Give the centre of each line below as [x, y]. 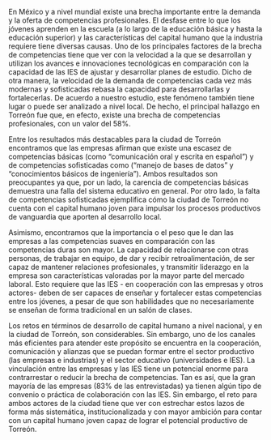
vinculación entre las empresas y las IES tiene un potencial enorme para [128, 369]
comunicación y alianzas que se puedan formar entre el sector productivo [131, 351]
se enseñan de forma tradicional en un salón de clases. [100, 310]
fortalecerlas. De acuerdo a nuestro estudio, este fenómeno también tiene [131, 98]
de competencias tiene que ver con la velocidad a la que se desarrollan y [130, 55]
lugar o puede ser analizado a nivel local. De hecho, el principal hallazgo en [134, 106]
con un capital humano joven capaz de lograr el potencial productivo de [128, 420]
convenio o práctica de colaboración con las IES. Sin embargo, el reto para [133, 395]
